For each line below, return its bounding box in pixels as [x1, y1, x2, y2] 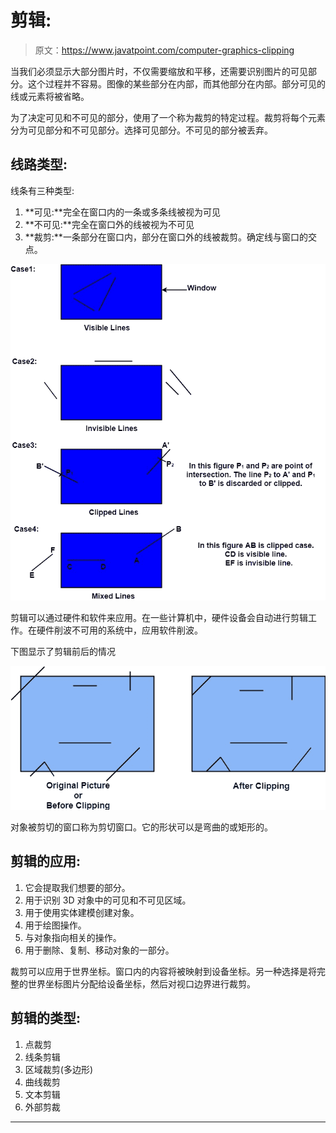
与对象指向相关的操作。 [24, 931, 122, 943]
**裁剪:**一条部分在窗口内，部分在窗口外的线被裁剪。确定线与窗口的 [24, 231, 308, 243]
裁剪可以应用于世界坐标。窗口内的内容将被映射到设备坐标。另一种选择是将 [10, 965, 317, 977]
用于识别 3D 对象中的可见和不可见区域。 [24, 894, 192, 906]
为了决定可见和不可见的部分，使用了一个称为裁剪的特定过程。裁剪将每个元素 [10, 111, 326, 123]
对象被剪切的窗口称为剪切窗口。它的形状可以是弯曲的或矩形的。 [10, 821, 273, 833]
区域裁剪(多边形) [24, 1063, 94, 1075]
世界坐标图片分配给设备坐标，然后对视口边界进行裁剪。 [27, 977, 256, 990]
